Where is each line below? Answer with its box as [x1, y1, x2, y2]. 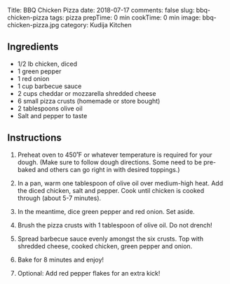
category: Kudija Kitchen [60, 21, 132, 29]
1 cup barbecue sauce [17, 82, 82, 90]
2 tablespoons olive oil [17, 104, 83, 113]
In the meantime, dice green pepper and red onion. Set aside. [17, 207, 195, 215]
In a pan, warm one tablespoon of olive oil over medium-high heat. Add [17, 178, 223, 187]
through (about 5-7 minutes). [17, 194, 102, 202]
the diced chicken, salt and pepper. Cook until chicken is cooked [17, 186, 205, 194]
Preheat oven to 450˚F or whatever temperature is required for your [17, 150, 212, 159]
